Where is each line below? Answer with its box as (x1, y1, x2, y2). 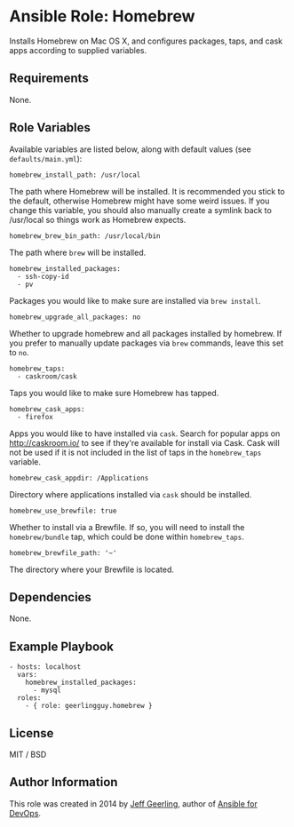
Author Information (9, 775, 118, 790)
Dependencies (9, 589, 91, 605)
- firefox (17, 412, 53, 421)
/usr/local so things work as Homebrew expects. (9, 214, 187, 225)
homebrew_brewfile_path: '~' (9, 548, 117, 557)
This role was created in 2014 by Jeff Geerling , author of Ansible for (9, 798, 258, 809)
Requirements (9, 71, 89, 86)
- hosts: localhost (9, 663, 82, 672)
